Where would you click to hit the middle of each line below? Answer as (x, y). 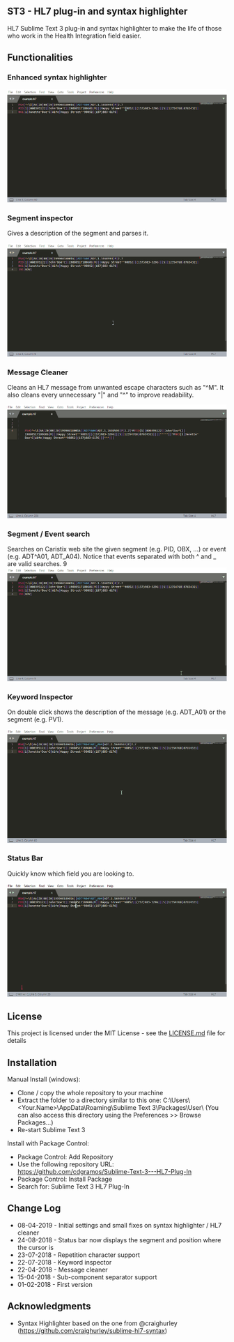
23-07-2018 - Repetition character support (79, 1255)
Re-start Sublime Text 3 (51, 1129)
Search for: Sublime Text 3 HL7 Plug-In (73, 1186)
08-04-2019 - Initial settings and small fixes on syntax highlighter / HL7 (119, 1225)
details (17, 1041)
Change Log (34, 1208)
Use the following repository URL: (65, 1164)
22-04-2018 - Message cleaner (62, 1269)
